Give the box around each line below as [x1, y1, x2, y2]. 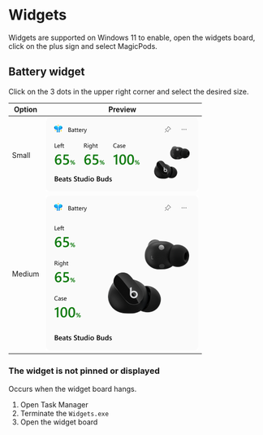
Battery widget [8, 65, 85, 79]
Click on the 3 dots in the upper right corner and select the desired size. [8, 86, 249, 96]
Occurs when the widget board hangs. [8, 384, 137, 393]
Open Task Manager [19, 399, 88, 409]
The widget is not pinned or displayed [8, 365, 160, 376]
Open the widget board [19, 417, 98, 427]
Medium [11, 269, 40, 279]
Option [13, 104, 38, 115]
